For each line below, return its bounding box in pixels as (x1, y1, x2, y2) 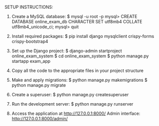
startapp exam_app (11, 58, 51, 64)
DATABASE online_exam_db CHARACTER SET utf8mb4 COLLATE (11, 19, 142, 24)
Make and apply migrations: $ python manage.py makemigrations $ (11, 77, 147, 83)
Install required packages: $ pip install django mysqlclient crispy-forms (11, 34, 155, 39)
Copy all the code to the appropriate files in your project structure (11, 68, 144, 73)
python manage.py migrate (11, 82, 66, 88)
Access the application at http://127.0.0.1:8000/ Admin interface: (11, 110, 140, 116)
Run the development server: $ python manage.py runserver (11, 101, 134, 107)
